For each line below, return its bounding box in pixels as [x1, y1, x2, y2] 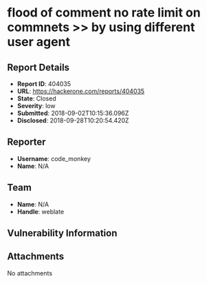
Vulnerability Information [7, 227, 118, 239]
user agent [7, 34, 71, 50]
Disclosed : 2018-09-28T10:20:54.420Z [17, 116, 129, 125]
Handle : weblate [17, 207, 64, 216]
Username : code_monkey [17, 154, 91, 163]
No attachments [7, 269, 53, 277]
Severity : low [17, 102, 56, 109]
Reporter [7, 136, 46, 148]
